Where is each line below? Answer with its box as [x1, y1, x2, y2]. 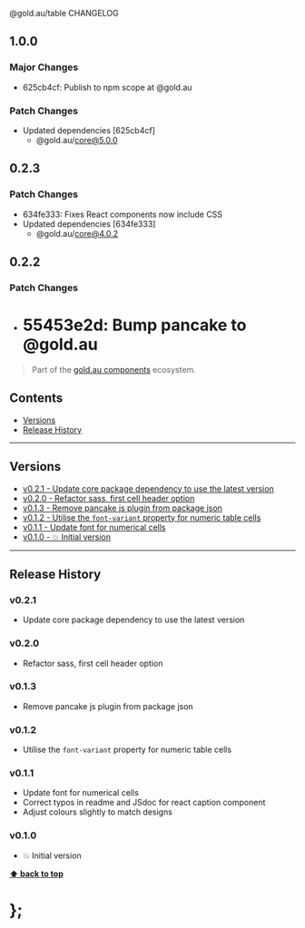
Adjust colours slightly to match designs [22, 806, 172, 817]
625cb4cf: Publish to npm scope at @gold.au [22, 82, 192, 93]
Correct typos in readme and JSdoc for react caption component [22, 797, 266, 808]
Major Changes [9, 61, 79, 73]
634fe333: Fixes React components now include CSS [22, 209, 223, 220]
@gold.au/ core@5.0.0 [35, 134, 118, 145]
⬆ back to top [9, 868, 64, 879]
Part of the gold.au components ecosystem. [31, 364, 197, 375]
